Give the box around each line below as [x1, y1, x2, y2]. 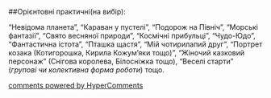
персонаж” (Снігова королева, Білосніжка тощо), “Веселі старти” [8, 56, 234, 66]
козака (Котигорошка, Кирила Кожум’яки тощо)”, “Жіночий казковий [8, 48, 245, 57]
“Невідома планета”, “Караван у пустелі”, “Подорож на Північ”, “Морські [8, 22, 258, 31]
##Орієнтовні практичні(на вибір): [8, 7, 127, 16]
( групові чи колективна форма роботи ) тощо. [8, 65, 165, 75]
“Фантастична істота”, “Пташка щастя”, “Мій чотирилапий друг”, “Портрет [8, 39, 263, 49]
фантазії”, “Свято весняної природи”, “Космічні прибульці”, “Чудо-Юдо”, [8, 31, 256, 40]
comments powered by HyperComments [8, 80, 144, 90]
